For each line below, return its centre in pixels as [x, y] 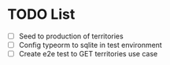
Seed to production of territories [71, 36]
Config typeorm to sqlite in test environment [90, 45]
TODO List [41, 14]
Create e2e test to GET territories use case [88, 54]
